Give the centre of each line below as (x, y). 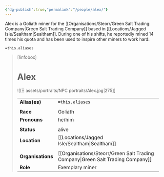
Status (27, 129)
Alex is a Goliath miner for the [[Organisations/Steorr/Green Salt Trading (77, 23)
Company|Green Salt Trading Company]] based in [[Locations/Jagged (76, 29)
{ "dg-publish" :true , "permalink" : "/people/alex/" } (57, 10)
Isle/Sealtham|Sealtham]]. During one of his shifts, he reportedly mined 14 (79, 34)
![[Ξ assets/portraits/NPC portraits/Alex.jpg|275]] (66, 90)
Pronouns (31, 119)
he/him (66, 119)
